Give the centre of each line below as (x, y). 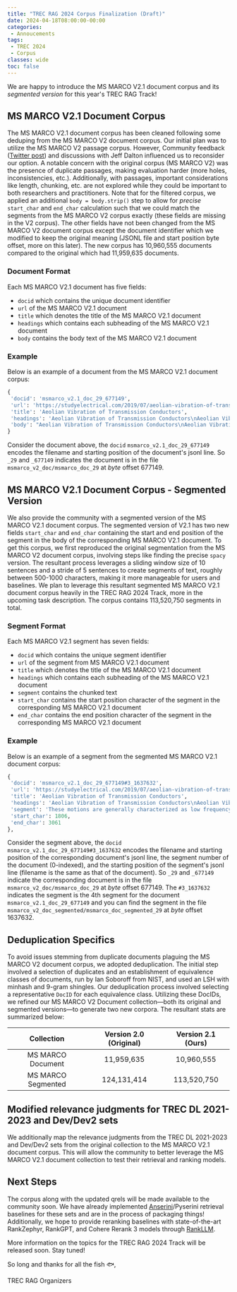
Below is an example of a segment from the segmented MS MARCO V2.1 (112, 756)
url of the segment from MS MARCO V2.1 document (93, 663)
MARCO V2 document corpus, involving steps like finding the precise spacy (116, 555)
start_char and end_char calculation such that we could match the (103, 208)
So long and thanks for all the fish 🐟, (62, 1264)
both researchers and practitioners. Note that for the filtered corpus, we (112, 193)
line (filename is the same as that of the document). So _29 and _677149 (111, 873)
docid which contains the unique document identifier (94, 300)
